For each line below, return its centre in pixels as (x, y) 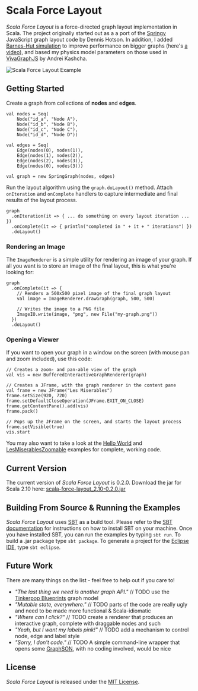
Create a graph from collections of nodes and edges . (71, 103)
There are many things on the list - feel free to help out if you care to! (90, 580)
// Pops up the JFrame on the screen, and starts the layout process (94, 422)
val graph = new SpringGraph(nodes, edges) (61, 176)
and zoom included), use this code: (49, 359)
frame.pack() (22, 412)
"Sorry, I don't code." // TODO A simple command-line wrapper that (97, 642)
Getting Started (35, 89)
